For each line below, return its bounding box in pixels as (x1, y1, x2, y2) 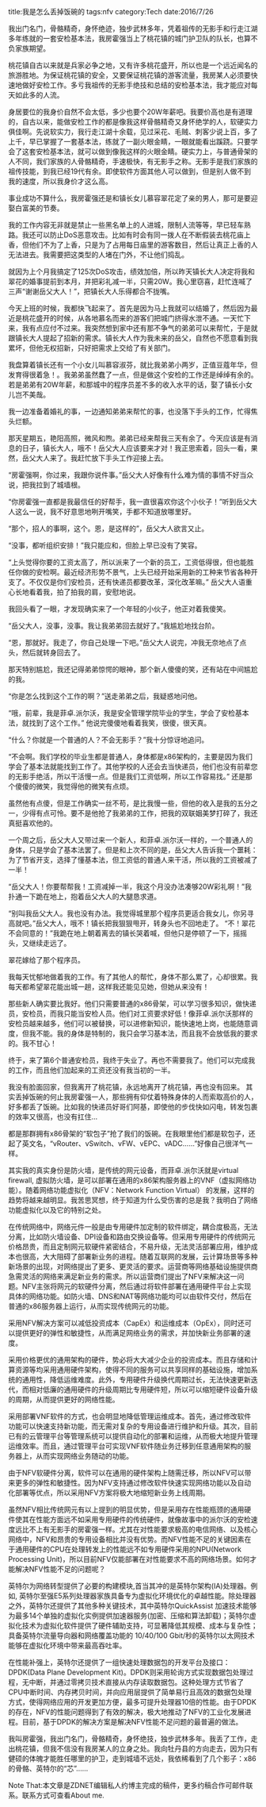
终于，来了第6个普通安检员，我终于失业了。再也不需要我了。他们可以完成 (8, 1055, 249, 1065)
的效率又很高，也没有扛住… (8, 1112, 98, 1121)
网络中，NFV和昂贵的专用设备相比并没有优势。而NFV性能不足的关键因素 (8, 1535, 245, 1544)
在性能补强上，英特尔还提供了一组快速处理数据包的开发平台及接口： (8, 1658, 230, 1667)
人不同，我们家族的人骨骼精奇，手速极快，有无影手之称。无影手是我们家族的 (8, 157, 258, 166)
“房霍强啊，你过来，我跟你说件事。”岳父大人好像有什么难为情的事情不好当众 (8, 471, 254, 479)
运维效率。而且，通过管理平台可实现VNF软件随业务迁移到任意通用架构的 (8, 1441, 245, 1451)
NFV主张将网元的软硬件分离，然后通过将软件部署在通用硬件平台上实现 (21, 1282, 252, 1291)
